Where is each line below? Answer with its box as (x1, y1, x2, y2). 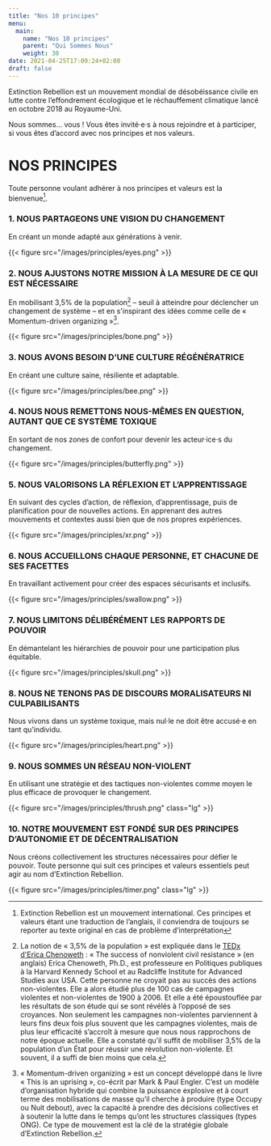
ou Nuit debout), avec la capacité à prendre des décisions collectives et (19, 1102, 259, 1112)
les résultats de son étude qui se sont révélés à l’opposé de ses (19, 1000, 231, 1011)
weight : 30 (23, 49, 60, 57)
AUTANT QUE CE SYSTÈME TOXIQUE (8, 416, 157, 427)
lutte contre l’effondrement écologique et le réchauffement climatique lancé (8, 95, 259, 105)
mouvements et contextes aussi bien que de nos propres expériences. (8, 514, 242, 524)
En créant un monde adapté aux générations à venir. (8, 231, 182, 241)
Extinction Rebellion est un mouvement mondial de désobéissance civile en (8, 87, 259, 96)
